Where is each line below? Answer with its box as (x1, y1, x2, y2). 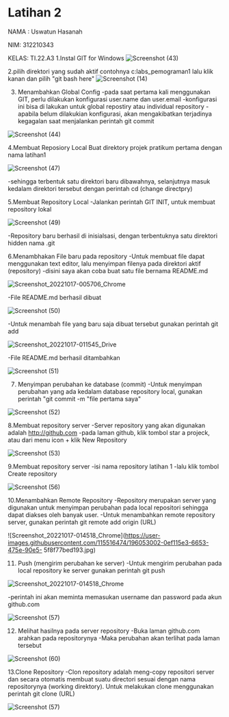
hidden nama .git (8, 238, 55, 247)
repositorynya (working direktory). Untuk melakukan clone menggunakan (8, 682, 214, 690)
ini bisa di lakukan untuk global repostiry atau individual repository (17, 102, 204, 110)
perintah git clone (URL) (8, 690, 75, 698)
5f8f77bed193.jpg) (44, 546, 96, 554)
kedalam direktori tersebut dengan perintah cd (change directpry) (8, 184, 193, 192)
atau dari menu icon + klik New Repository (8, 436, 127, 444)
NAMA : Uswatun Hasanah (8, 27, 83, 36)
